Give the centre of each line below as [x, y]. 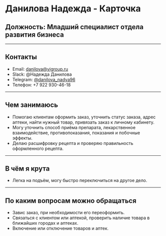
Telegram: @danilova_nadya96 [44, 79]
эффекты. [22, 138]
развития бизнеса [35, 34]
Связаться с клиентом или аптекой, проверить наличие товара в [81, 218]
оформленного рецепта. [38, 148]
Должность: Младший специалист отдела [74, 27]
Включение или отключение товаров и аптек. [60, 229]
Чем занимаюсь [32, 105]
